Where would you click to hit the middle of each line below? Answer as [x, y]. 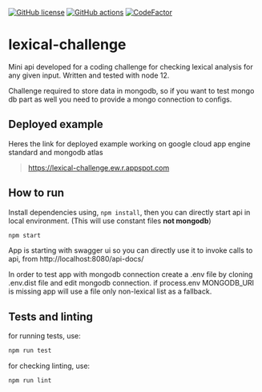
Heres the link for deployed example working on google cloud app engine [129, 143]
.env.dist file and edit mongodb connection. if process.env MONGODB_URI [131, 283]
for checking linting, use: [49, 366]
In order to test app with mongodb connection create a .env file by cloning [131, 274]
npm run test [30, 351]
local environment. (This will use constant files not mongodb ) [110, 221]
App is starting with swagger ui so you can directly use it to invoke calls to [131, 250]
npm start [25, 235]
